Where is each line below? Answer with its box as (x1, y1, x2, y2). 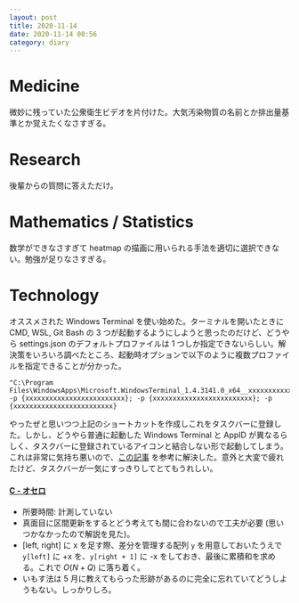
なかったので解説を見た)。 (37, 529, 135, 540)
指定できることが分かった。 (24, 361, 126, 371)
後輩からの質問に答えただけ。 (9, 180, 118, 191)
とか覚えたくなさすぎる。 (16, 118, 111, 129)
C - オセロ (9, 485, 46, 495)
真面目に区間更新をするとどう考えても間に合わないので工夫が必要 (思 (21, 517, 277, 528)
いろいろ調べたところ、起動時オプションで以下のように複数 (32, 349, 251, 360)
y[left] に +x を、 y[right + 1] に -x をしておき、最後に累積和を (21, 551, 261, 562)
